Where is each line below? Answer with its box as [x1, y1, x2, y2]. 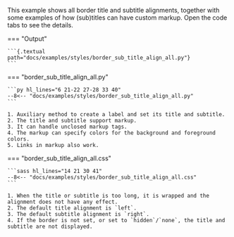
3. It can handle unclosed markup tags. [7, 123, 128, 130]
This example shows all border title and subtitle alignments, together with [7, 6, 220, 14]
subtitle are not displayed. [7, 223, 93, 230]
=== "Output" [7, 34, 47, 43]
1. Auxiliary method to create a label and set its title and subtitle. [7, 111, 226, 118]
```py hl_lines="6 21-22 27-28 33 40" [7, 87, 121, 94]
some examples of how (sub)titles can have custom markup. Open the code [7, 13, 228, 22]
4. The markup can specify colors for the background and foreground [7, 129, 216, 136]
